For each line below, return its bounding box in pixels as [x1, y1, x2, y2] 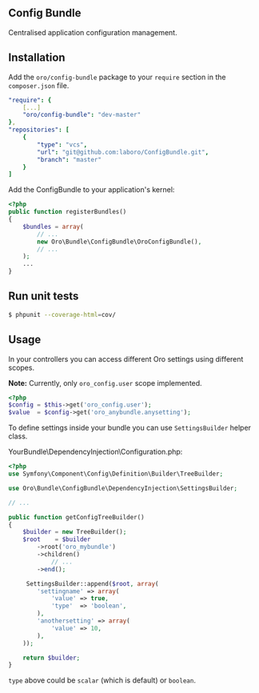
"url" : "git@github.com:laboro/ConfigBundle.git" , [37, 148, 209, 156]
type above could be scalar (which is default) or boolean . [8, 675, 196, 685]
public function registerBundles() [8, 208, 127, 216]
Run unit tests [8, 290, 79, 303]
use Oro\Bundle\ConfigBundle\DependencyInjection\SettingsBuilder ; [8, 484, 238, 492]
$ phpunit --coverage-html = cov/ [8, 310, 116, 318]
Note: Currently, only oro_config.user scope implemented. [8, 378, 202, 387]
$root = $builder [22, 535, 91, 543]
